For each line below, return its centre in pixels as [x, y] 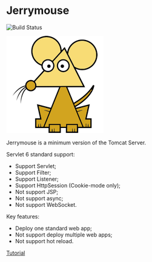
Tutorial [16, 253]
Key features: [23, 217]
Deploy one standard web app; [53, 228]
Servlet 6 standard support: [41, 154]
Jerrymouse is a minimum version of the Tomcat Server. [76, 143]
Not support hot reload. [44, 241]
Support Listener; [37, 179]
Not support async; [39, 198]
